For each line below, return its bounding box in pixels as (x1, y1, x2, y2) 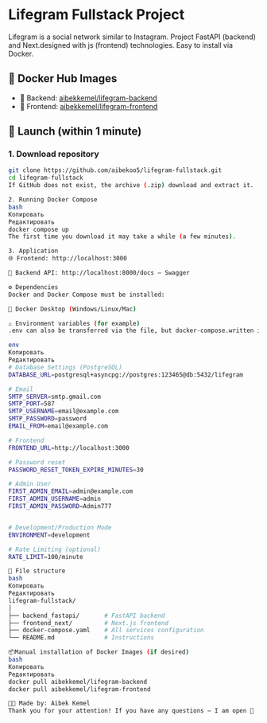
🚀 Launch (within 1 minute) (8, 125, 142, 139)
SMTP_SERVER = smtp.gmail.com (8, 393, 102, 401)
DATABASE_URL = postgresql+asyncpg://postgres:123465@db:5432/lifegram (8, 370, 244, 379)
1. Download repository (8, 149, 99, 160)
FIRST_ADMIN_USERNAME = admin (8, 495, 102, 503)
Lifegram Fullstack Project (8, 6, 185, 24)
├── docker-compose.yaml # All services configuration (8, 627, 204, 635)
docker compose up (8, 225, 69, 233)
